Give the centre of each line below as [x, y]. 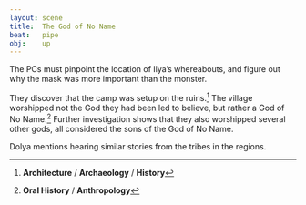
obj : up [30, 43]
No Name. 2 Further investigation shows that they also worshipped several [148, 118]
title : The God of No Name [63, 26]
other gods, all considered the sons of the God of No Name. [122, 128]
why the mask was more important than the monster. [108, 79]
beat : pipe [34, 35]
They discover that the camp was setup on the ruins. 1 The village [131, 97]
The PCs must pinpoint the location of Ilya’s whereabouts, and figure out [145, 69]
